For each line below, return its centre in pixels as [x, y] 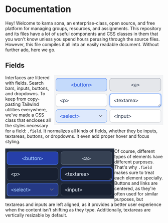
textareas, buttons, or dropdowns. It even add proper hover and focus [77, 136]
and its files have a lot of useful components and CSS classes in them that [82, 34]
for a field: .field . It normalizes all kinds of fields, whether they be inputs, [81, 131]
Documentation [38, 9]
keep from [16, 99]
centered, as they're [135, 188]
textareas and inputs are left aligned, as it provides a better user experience [83, 204]
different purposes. [134, 162]
